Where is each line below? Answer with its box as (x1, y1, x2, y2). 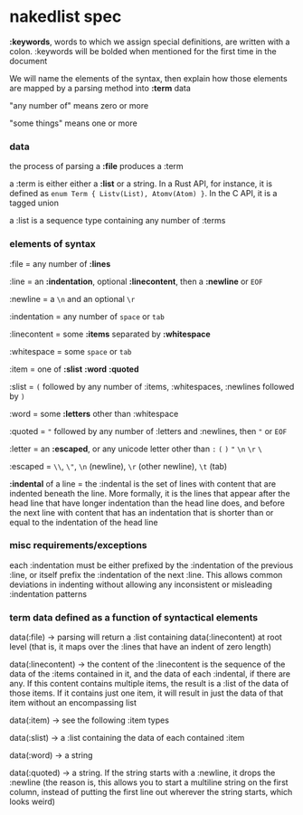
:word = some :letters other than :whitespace (9, 408, 179, 419)
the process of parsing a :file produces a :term (9, 161, 184, 172)
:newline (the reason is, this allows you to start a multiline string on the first (9, 777, 289, 788)
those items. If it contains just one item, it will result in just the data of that (9, 687, 284, 698)
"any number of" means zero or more (9, 100, 149, 110)
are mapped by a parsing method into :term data (9, 82, 192, 93)
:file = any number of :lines (9, 258, 111, 269)
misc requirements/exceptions (9, 539, 147, 552)
